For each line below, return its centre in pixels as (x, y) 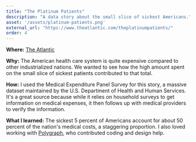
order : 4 (17, 33)
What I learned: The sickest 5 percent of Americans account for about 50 (94, 120)
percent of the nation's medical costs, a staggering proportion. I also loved (96, 127)
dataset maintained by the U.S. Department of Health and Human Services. (96, 91)
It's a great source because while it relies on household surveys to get (90, 97)
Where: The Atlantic (30, 49)
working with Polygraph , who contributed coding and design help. (85, 133)
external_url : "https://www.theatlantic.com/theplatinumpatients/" (90, 28)
